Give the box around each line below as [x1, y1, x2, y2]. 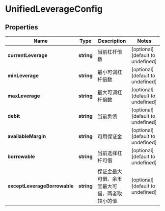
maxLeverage [7, 92, 40, 99]
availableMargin [7, 133, 46, 139]
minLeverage [7, 72, 39, 79]
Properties [5, 23, 38, 31]
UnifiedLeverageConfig [5, 3, 103, 15]
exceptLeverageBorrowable [7, 183, 74, 189]
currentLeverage [7, 52, 48, 58]
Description [98, 38, 126, 44]
